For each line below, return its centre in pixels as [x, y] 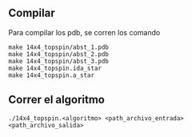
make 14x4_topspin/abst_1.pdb [59, 47]
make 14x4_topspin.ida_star [55, 68]
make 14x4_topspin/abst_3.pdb [59, 61]
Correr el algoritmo [57, 100]
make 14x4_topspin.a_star [51, 75]
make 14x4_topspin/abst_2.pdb [59, 54]
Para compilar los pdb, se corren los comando [84, 32]
